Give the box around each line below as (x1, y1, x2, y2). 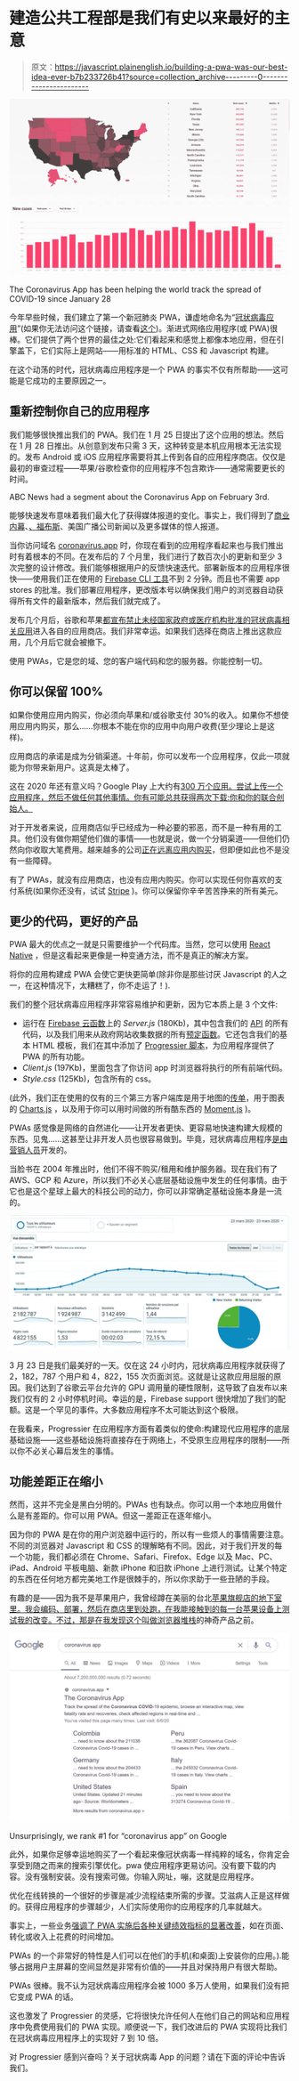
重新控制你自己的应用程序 (9, 404, 149, 419)
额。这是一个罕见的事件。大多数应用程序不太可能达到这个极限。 (9, 1404, 243, 1415)
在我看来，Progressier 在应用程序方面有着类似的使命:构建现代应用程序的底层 (9, 1423, 290, 1434)
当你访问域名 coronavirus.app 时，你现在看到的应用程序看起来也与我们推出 (9, 539, 284, 550)
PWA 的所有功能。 (21, 1051, 90, 1062)
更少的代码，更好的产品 (9, 913, 138, 928)
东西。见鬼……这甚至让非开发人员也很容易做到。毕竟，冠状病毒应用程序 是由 (9, 1134, 288, 1145)
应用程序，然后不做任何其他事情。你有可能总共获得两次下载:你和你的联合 (9, 791, 278, 802)
